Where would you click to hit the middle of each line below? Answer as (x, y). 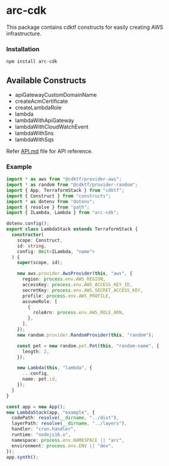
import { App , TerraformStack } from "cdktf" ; (65, 190)
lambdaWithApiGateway (44, 120)
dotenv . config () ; (28, 224)
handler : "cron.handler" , (44, 429)
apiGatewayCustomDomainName (56, 94)
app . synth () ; (22, 457)
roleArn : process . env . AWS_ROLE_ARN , (79, 313)
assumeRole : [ (40, 301)
